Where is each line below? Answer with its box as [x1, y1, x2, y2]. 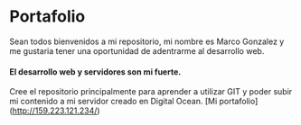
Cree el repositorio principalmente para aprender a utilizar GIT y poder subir [9, 86, 293, 97]
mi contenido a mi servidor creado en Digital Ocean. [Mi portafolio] [9, 96, 259, 107]
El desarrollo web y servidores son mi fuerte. [9, 66, 182, 77]
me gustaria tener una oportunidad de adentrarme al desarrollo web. [9, 45, 265, 56]
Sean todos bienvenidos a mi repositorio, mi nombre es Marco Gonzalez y [9, 36, 285, 47]
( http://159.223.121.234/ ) [9, 105, 101, 116]
